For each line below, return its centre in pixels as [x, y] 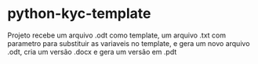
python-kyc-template [79, 14]
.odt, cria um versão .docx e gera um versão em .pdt [92, 52]
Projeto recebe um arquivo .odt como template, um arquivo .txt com [117, 35]
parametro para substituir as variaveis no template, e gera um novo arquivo [129, 43]
